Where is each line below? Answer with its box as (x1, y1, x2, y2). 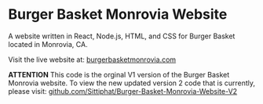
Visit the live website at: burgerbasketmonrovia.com (8, 55, 177, 64)
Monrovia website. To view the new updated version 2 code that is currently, (8, 78, 256, 88)
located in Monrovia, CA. (8, 39, 88, 48)
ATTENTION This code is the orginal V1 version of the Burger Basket (8, 70, 230, 79)
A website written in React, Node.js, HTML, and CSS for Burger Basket (8, 31, 236, 41)
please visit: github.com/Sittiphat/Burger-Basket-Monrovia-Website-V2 (8, 86, 238, 95)
